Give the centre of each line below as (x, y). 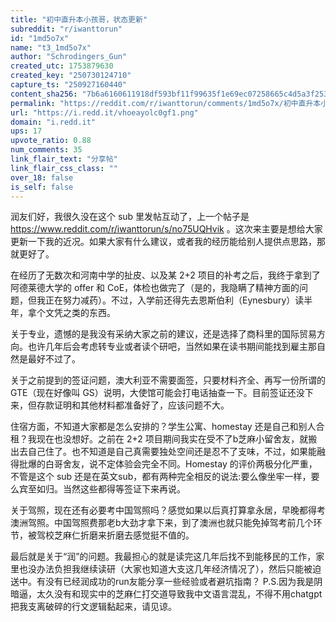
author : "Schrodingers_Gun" (69, 57)
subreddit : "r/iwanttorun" (66, 29)
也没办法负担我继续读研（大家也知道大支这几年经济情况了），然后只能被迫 (170, 569)
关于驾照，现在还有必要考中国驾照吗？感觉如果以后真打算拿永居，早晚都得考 (168, 510)
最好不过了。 (54, 359)
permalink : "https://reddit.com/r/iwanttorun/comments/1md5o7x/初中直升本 (166, 103)
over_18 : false (42, 177)
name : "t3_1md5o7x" (51, 47)
